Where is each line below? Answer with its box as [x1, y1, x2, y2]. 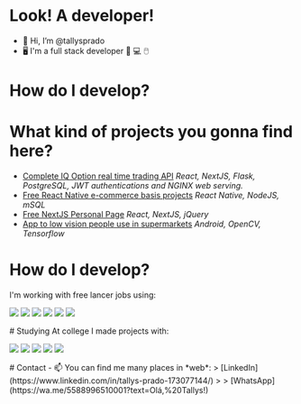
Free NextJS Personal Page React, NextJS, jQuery [22, 209, 209, 220]
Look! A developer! [9, 5, 155, 26]
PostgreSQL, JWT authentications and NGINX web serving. [22, 180, 243, 191]
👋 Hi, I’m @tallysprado [22, 35, 105, 46]
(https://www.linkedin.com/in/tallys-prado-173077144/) [9, 375, 214, 386]
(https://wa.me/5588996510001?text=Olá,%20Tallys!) [9, 385, 209, 395]
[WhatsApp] [230, 375, 276, 386]
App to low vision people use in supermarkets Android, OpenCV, [22, 218, 261, 230]
